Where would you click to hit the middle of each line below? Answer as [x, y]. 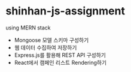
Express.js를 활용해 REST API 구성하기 [60, 55]
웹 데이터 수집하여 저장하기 [45, 47]
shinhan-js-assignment [65, 11]
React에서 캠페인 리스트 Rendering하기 [60, 62]
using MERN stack [28, 28]
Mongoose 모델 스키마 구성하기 [51, 40]
